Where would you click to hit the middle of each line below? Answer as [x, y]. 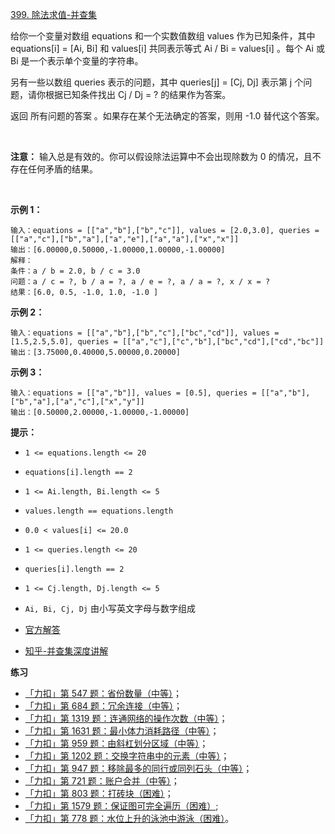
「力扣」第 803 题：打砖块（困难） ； [99, 793]
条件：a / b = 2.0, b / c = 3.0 [75, 271]
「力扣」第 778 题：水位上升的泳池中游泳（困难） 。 [129, 818]
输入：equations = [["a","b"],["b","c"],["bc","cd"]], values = [145, 333]
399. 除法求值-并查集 [54, 14]
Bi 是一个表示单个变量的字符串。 [77, 61]
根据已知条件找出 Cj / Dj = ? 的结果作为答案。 [138, 94]
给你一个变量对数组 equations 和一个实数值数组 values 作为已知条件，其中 [163, 36]
